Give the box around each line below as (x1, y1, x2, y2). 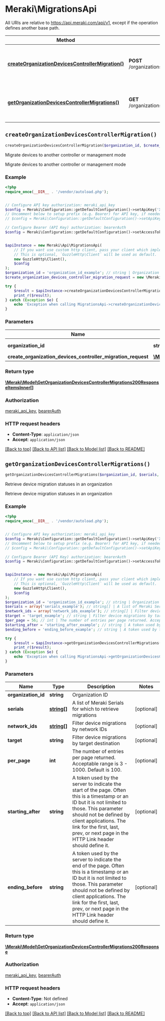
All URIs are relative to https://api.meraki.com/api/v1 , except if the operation (5, 20, 158, 26)
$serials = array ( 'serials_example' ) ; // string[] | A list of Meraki (5, 604, 153, 609)
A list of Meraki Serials (72, 699, 124, 706)
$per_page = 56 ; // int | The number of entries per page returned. (5, 618, 148, 623)
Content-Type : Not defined (12, 996, 68, 1002)
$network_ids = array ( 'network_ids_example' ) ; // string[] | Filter (5, 609, 148, 614)
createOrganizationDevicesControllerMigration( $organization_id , (5, 143, 141, 148)
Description (87, 683, 115, 690)
